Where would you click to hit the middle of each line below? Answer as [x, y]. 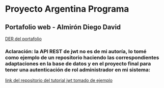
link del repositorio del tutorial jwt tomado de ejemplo [59, 80]
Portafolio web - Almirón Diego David [63, 27]
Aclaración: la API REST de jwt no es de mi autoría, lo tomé [76, 51]
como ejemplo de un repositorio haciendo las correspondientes [82, 57]
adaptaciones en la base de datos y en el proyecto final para [78, 64]
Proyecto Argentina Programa [67, 9]
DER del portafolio [23, 39]
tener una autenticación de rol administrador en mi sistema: [78, 69]
